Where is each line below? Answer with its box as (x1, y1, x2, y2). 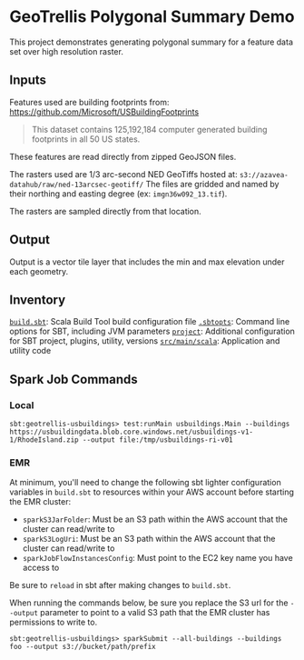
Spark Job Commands (9, 371, 138, 387)
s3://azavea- (239, 170, 289, 179)
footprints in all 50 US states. (31, 134, 141, 145)
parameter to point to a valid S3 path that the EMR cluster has (40, 607, 270, 618)
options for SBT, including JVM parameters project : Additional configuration (9, 325, 295, 337)
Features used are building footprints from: (9, 96, 170, 107)
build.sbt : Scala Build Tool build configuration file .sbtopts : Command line (9, 316, 290, 327)
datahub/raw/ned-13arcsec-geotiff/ (9, 180, 144, 189)
